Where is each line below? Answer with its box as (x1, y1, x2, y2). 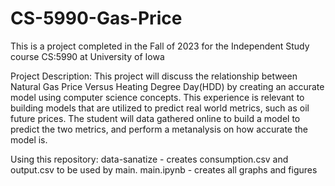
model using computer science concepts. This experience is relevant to (10, 91, 305, 103)
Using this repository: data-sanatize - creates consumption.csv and (10, 153, 289, 165)
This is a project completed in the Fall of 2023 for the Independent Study (10, 40, 310, 52)
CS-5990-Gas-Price (10, 7, 183, 30)
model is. (10, 133, 48, 146)
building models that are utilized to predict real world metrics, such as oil (10, 102, 310, 114)
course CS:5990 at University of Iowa (10, 50, 165, 62)
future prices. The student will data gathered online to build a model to (10, 112, 301, 124)
